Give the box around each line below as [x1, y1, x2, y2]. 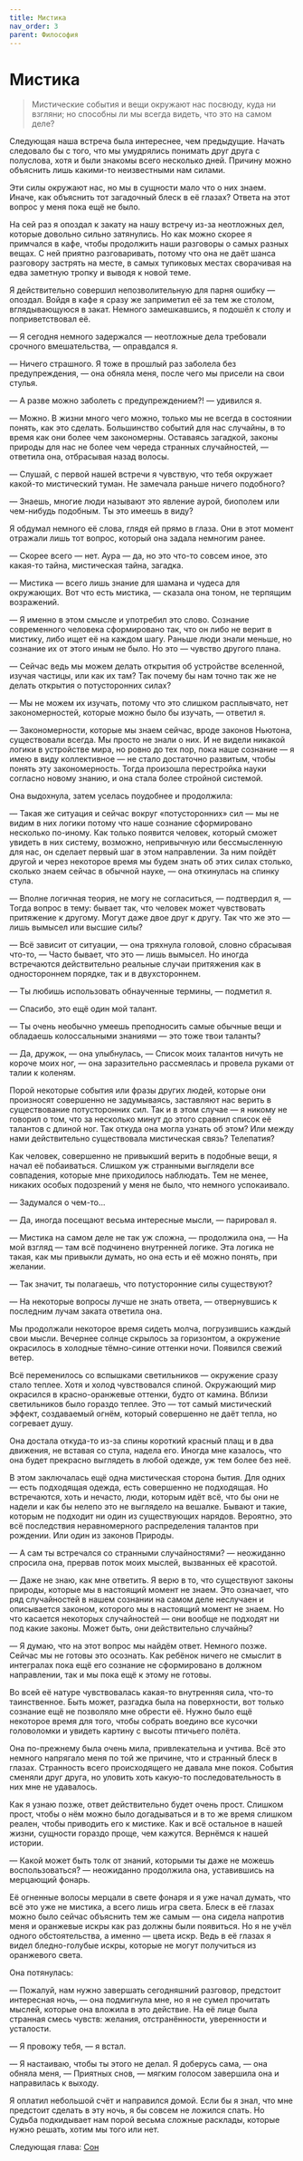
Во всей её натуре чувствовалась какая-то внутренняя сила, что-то [9, 1687, 274, 1698]
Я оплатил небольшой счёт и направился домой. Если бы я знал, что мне [9, 2095, 294, 2107]
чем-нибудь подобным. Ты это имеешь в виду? [9, 506, 194, 516]
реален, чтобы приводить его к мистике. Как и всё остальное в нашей [9, 1819, 283, 1829]
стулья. [9, 378, 38, 389]
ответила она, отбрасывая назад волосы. [9, 451, 170, 462]
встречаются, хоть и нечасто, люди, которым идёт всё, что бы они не [9, 1491, 279, 1502]
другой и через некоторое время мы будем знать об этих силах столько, [9, 856, 293, 867]
